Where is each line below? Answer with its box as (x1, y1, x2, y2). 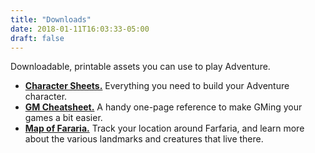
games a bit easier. (24, 112, 103, 124)
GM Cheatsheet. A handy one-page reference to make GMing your (24, 101, 303, 113)
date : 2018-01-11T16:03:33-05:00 (10, 24, 150, 34)
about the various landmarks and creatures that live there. (24, 133, 264, 145)
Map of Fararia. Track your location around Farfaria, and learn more (24, 122, 305, 135)
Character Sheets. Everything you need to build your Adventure (24, 80, 290, 92)
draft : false (10, 33, 65, 43)
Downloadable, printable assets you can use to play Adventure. (10, 61, 271, 73)
